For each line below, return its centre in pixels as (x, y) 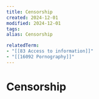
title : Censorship (29, 12)
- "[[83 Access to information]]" (50, 51)
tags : (13, 29)
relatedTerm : (23, 46)
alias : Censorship (29, 35)
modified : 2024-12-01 (34, 23)
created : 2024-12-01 (32, 18)
